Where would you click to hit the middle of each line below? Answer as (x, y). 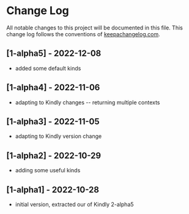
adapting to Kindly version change (58, 136)
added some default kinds (48, 68)
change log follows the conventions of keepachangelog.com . (83, 34)
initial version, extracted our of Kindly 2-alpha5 (74, 204)
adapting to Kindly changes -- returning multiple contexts (87, 102)
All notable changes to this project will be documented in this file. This (95, 28)
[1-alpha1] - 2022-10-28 (53, 190)
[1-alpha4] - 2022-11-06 (53, 87)
